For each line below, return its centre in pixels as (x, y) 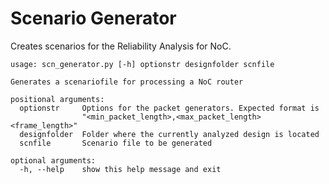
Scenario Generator (93, 18)
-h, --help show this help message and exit (120, 169)
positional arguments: (57, 99)
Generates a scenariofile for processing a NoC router (127, 82)
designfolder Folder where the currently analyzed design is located (169, 134)
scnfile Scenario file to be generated (116, 143)
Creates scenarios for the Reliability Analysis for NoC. (121, 46)
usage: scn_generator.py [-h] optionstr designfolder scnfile (142, 64)
